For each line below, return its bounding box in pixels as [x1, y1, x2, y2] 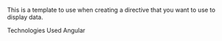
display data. [7, 13, 43, 21]
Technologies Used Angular [7, 27, 86, 34]
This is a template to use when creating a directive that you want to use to [7, 6, 216, 14]
